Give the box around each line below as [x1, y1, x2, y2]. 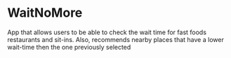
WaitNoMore [7, 5, 83, 21]
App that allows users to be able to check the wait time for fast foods [7, 28, 207, 36]
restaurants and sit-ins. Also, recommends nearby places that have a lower [7, 35, 225, 43]
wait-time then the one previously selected [7, 43, 131, 51]
